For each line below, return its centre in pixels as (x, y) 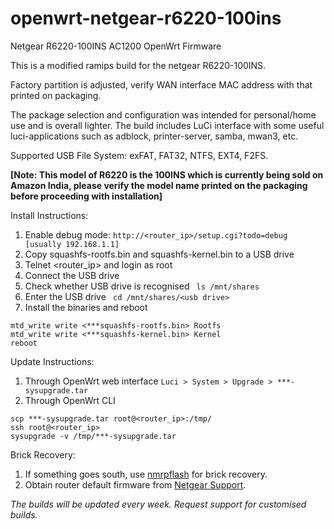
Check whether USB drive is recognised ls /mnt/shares (142, 286)
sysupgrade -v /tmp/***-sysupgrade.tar (93, 436)
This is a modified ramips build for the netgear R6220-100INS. (138, 65)
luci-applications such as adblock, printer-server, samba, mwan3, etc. (154, 136)
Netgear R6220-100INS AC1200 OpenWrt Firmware (116, 46)
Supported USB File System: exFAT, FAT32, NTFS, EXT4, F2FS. (139, 155)
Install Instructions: (49, 215)
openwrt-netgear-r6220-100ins (146, 18)
